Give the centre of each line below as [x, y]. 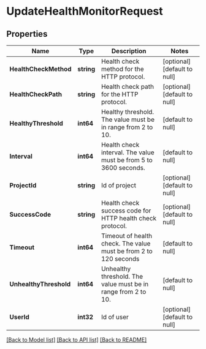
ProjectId [23, 185]
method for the [122, 69]
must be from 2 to [127, 251]
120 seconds [120, 259]
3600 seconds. [123, 168]
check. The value [126, 243]
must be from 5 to [127, 160]
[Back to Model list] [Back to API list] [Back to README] [77, 340]
